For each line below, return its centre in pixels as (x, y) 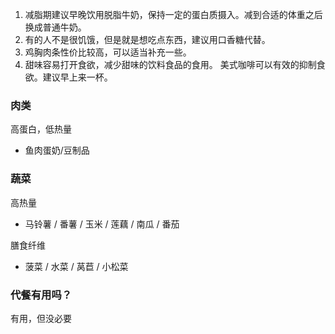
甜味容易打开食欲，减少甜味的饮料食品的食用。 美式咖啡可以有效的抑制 (170, 64)
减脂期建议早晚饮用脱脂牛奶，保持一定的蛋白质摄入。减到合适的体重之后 (173, 14)
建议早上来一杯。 (77, 77)
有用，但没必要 (41, 318)
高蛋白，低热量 (41, 129)
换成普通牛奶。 (55, 27)
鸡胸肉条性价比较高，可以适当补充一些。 (108, 52)
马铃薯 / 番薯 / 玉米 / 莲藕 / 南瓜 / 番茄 (102, 224)
